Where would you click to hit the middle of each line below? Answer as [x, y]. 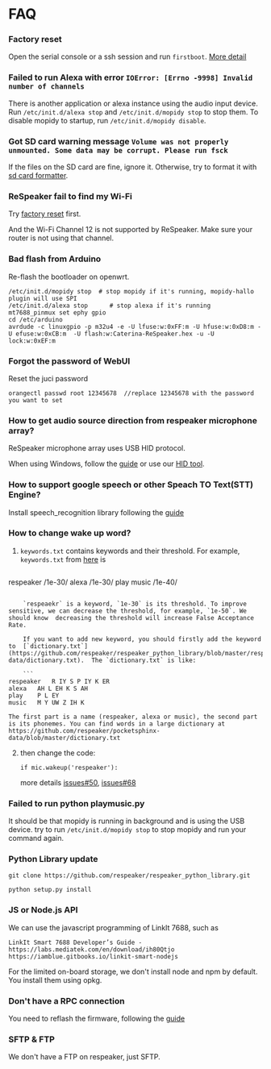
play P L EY [34, 695]
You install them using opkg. [55, 980]
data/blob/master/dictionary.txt [65, 738]
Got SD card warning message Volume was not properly [119, 141]
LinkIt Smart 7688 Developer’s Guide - [75, 942]
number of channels [46, 87]
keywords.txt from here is [63, 559]
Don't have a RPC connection [67, 1000]
